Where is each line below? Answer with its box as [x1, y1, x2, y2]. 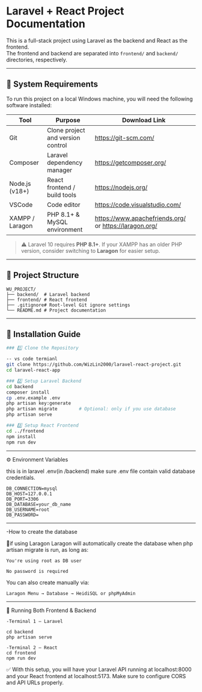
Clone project [47, 126, 85, 134]
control [47, 141, 67, 149]
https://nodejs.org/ [94, 183, 148, 191]
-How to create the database [6, 528, 78, 535]
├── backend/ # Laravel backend [6, 291, 90, 297]
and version [47, 134, 81, 142]
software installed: [6, 101, 52, 109]
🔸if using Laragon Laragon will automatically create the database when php [6, 540, 194, 547]
